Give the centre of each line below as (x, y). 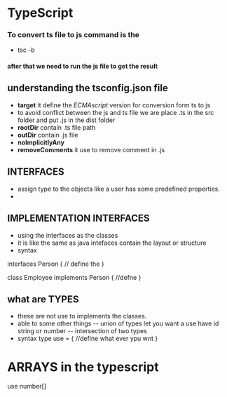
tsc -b (26, 50)
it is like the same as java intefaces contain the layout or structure (112, 243)
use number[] (27, 386)
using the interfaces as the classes (68, 235)
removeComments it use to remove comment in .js (91, 149)
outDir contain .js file (48, 135)
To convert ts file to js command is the (74, 35)
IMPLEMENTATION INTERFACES (78, 218)
